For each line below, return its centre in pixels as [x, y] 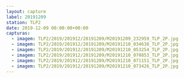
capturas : [18, 33]
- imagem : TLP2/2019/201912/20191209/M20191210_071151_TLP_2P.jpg [95, 60]
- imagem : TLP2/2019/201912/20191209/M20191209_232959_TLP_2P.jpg [95, 39]
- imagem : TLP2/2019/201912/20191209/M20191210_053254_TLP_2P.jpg [95, 50]
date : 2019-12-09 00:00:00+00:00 [47, 28]
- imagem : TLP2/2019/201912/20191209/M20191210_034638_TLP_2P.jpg [95, 45]
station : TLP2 [24, 22]
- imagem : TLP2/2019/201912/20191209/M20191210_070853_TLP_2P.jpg [95, 55]
